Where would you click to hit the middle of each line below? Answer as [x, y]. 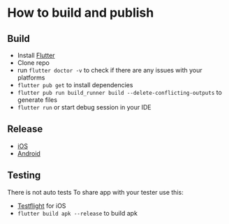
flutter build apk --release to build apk [77, 213]
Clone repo [34, 63]
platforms [31, 77]
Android [29, 153]
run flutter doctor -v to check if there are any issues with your [110, 70]
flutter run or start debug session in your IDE [84, 107]
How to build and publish [81, 13]
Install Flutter [36, 55]
